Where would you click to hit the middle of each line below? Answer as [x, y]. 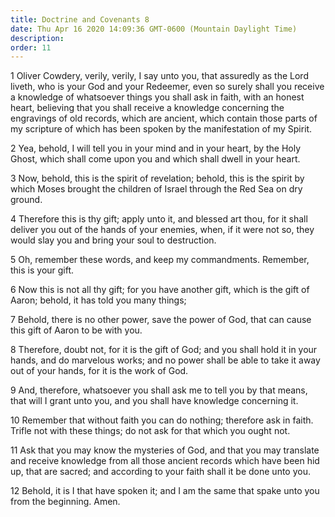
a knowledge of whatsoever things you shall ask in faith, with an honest [157, 97]
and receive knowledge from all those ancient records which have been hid [165, 461]
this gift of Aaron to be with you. [76, 330]
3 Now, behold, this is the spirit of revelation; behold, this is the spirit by [157, 178]
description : [37, 38]
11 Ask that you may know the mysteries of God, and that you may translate [165, 450]
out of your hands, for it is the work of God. [99, 371]
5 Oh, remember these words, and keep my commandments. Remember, [160, 260]
